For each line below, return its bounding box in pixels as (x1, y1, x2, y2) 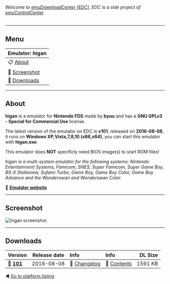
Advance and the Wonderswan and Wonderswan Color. (5, 175, 122, 181)
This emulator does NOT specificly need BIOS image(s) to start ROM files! (5, 148, 159, 154)
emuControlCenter (5, 9, 44, 15)
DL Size (139, 252, 158, 259)
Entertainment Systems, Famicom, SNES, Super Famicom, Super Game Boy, (5, 164, 164, 170)
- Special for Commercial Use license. (5, 118, 86, 124)
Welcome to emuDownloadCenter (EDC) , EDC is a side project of (5, 4, 141, 10)
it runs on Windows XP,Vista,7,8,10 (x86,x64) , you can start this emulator (5, 133, 160, 139)
